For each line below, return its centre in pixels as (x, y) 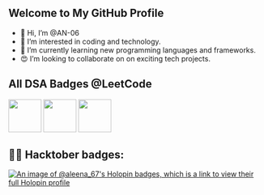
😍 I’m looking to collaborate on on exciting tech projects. (115, 58)
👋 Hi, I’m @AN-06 (49, 32)
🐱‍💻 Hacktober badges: (66, 155)
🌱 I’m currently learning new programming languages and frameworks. (138, 50)
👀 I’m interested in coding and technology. (90, 41)
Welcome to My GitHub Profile (86, 13)
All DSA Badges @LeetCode (80, 84)
